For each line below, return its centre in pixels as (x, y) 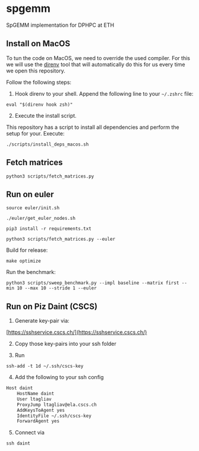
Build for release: (27, 250)
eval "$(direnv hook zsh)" (40, 105)
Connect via (29, 433)
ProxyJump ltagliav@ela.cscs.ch (57, 405)
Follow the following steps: (39, 82)
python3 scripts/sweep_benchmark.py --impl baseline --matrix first (93, 283)
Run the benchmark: (31, 272)
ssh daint (18, 444)
